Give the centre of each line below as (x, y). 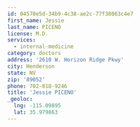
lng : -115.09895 (37, 106)
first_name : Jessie (36, 20)
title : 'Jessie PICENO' (42, 92)
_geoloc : (20, 99)
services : (22, 40)
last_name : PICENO (34, 27)
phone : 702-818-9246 (38, 86)
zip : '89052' (26, 79)
